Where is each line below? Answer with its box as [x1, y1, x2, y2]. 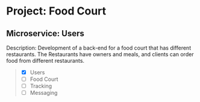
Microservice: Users [6, 28, 84, 39]
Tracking [30, 83, 52, 90]
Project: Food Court [6, 4, 107, 18]
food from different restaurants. [6, 57, 85, 64]
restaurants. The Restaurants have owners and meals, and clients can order [6, 51, 194, 58]
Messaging [30, 89, 58, 97]
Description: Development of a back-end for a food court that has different [6, 44, 192, 51]
